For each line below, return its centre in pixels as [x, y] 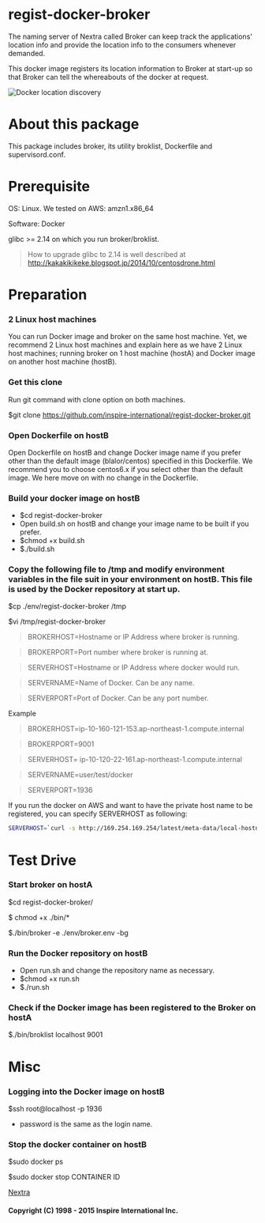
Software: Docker [37, 224]
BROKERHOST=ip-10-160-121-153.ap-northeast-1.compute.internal [136, 729]
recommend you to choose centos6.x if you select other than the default [125, 469]
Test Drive [43, 860]
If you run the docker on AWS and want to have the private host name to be [131, 806]
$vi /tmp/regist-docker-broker [57, 621]
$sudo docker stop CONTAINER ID [64, 1177]
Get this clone [35, 383]
